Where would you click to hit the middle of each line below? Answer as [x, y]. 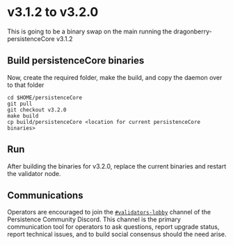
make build [23, 116]
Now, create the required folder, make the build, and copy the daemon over [115, 77]
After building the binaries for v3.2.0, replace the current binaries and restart [117, 166]
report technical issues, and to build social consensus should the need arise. [117, 235]
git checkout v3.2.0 [37, 110]
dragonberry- [193, 31]
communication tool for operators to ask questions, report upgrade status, [113, 227]
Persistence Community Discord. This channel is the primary [94, 219]
